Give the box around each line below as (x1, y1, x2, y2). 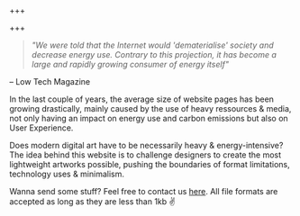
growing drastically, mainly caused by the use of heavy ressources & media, (9, 103, 292, 113)
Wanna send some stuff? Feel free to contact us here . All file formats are (9, 186, 278, 196)
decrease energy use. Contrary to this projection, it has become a (31, 49, 277, 59)
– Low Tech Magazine (9, 76, 91, 86)
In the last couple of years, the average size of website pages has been (9, 94, 275, 104)
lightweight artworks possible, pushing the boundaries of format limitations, (9, 159, 290, 169)
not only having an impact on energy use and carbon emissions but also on (9, 113, 288, 123)
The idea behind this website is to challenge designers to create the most (9, 149, 282, 160)
